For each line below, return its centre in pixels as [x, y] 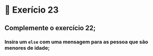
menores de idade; [27, 48]
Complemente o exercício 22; [50, 28]
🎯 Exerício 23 [32, 10]
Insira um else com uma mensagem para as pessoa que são [76, 42]
